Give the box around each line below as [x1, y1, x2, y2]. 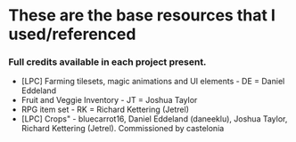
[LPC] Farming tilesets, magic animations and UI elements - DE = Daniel [21, 76, 285, 87]
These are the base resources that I [8, 5, 275, 26]
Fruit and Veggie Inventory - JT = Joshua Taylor [21, 95, 198, 106]
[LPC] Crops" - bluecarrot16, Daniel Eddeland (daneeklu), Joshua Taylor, [21, 114, 288, 124]
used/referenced [8, 24, 136, 44]
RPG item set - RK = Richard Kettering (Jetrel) [21, 104, 189, 115]
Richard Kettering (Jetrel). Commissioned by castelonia [21, 123, 225, 134]
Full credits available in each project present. [8, 56, 207, 68]
